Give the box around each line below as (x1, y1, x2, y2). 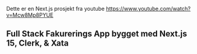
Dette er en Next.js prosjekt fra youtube (6, 5, 105, 12)
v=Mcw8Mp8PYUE (6, 11, 54, 19)
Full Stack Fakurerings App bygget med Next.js (6, 29, 187, 39)
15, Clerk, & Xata (6, 38, 69, 49)
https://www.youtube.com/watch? (105, 5, 191, 12)
